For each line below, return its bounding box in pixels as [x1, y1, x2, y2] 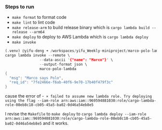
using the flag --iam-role [5, 98, 59, 103]
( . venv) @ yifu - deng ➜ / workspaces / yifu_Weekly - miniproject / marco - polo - [5, 48, 152, 54]
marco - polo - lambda [39, 66, 77, 71]
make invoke [12, 40, 36, 45]
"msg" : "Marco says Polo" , [9, 75, 64, 80]
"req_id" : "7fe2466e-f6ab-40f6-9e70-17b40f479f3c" [9, 80, 113, 85]
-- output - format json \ [39, 62, 88, 67]
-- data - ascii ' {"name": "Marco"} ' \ [39, 58, 113, 62]
